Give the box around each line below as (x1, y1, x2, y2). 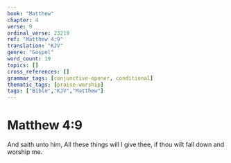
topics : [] (7, 62, 39, 69)
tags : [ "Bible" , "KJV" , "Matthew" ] (7, 87, 104, 94)
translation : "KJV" (7, 42, 64, 49)
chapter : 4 (7, 17, 39, 24)
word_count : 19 (7, 55, 51, 62)
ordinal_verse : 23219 (7, 29, 70, 37)
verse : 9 (7, 23, 33, 30)
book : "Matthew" (7, 10, 54, 17)
